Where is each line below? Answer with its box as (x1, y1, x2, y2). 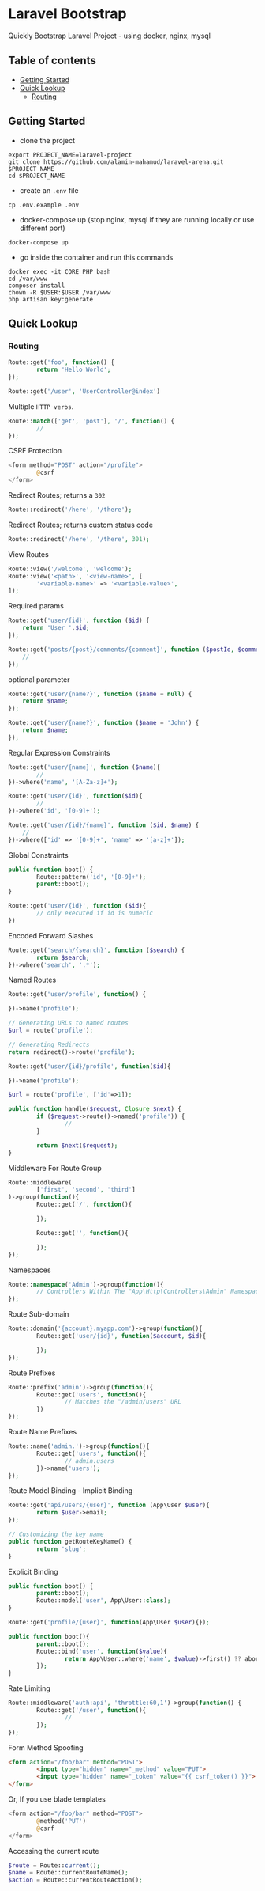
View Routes (8, 549, 49, 559)
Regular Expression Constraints (8, 748, 110, 757)
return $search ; (36, 953, 90, 961)
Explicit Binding (8, 1567, 58, 1576)
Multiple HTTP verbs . (8, 401, 74, 411)
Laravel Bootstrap (8, 5, 127, 23)
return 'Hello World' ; (36, 366, 111, 374)
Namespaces (8, 1265, 51, 1275)
